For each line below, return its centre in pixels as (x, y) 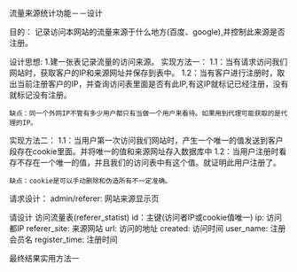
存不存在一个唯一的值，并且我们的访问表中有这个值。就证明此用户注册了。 (145, 163)
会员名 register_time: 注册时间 (63, 239)
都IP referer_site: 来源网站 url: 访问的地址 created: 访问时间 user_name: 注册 (148, 228)
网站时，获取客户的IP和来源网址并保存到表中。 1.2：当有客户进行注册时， (143, 73)
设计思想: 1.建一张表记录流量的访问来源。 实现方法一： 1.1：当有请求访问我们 (148, 62)
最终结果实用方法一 (44, 258)
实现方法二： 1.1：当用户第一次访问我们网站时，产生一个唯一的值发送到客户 (146, 140)
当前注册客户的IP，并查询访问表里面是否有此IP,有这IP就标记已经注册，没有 (152, 84)
